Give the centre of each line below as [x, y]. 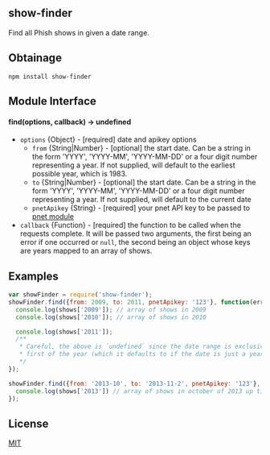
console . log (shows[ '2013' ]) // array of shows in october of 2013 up [134, 391]
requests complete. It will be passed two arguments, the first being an [135, 234]
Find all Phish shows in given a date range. [79, 32]
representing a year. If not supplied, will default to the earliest [133, 165]
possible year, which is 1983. [80, 174]
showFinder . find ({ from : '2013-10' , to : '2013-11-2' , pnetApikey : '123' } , [135, 383]
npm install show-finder [50, 77]
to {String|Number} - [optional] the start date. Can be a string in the [144, 182]
